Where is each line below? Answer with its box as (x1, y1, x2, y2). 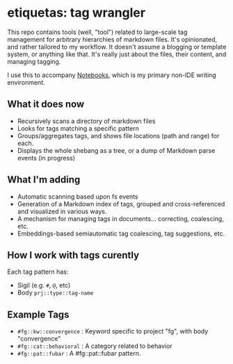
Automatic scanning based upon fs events (17, 192, 138, 201)
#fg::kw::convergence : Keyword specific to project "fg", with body (17, 327, 209, 336)
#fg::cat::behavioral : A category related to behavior (17, 342, 172, 350)
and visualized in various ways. (17, 207, 107, 215)
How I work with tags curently (7, 249, 140, 261)
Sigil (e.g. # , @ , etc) (17, 281, 71, 290)
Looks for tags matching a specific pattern (17, 124, 139, 133)
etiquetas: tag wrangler (7, 5, 146, 21)
